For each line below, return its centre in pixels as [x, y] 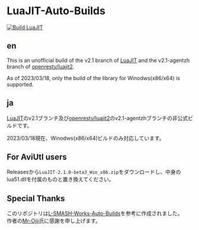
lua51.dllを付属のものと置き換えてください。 [60, 180]
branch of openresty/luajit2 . [41, 66]
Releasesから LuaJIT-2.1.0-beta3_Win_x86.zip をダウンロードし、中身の [94, 172]
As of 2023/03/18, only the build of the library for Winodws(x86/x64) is [93, 78]
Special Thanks [36, 198]
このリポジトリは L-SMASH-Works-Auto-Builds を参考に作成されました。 [95, 213]
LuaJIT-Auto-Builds [56, 11]
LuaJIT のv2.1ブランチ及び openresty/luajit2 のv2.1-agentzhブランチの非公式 [97, 118]
